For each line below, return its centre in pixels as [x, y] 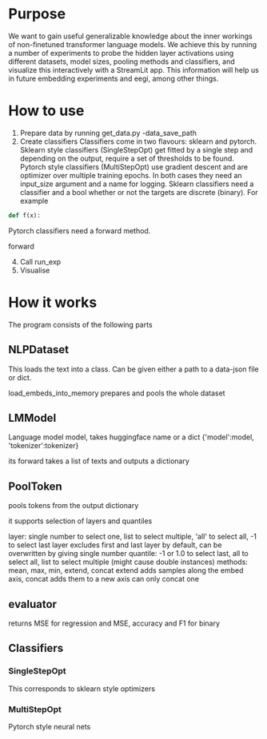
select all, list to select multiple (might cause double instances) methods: [128, 562]
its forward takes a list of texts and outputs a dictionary [99, 461]
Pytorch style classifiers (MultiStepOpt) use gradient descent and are [134, 167]
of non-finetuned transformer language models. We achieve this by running [133, 44]
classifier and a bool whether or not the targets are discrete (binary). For [139, 192]
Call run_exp [40, 261]
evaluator [33, 604]
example [34, 201]
